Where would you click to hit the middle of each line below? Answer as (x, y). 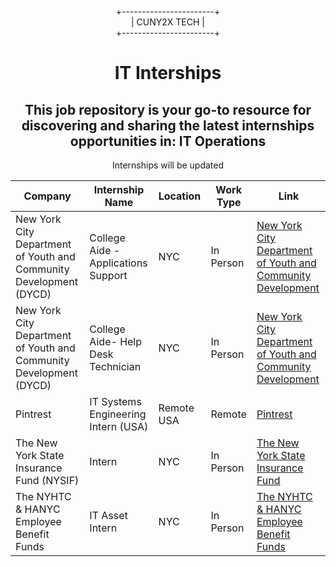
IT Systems (115, 401)
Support (108, 275)
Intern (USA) (119, 426)
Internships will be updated (168, 165)
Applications (118, 263)
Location (180, 196)
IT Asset (108, 515)
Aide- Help (116, 341)
